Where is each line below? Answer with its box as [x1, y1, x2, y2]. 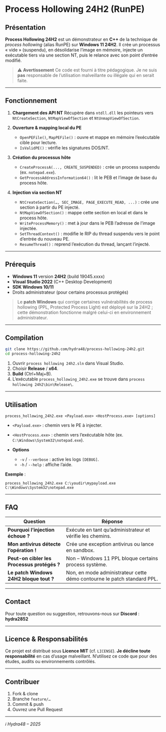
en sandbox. [66, 547, 95, 553]
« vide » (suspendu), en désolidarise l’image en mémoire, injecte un [5, 47, 143, 53]
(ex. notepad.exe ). [19, 169, 56, 175]
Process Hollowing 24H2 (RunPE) [5, 3, 145, 15]
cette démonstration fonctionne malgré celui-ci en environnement [17, 309, 152, 315]
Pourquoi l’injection [7, 526, 55, 533]
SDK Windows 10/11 [12, 284, 54, 290]
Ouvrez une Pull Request [12, 707, 63, 713]
